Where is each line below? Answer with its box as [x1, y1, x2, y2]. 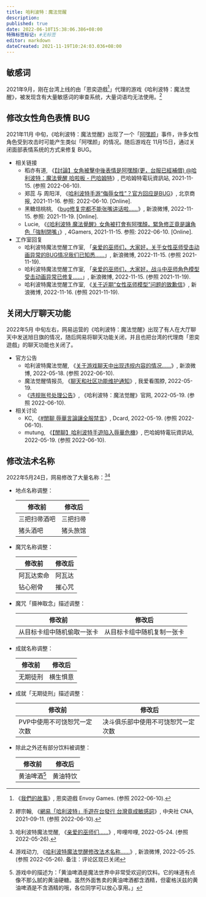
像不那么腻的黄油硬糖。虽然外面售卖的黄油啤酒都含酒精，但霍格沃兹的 [15, 877, 193, 884]
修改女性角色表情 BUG [6, 113, 90, 124]
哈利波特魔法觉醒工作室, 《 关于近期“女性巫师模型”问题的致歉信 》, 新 [24, 280, 197, 288]
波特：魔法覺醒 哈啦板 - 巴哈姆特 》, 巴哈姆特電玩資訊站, [29, 174, 170, 181]
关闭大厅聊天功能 [6, 308, 71, 318]
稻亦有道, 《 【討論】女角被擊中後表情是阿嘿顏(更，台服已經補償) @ [24, 167, 192, 174]
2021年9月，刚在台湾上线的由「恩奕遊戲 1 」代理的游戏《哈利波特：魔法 [6, 84, 185, 93]
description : [6, 15, 40, 21]
